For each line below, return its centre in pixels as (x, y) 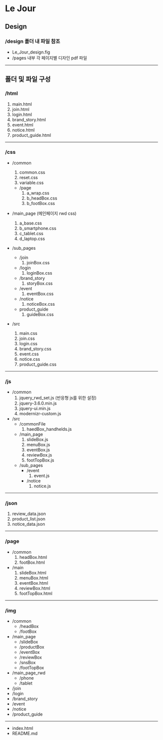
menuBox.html (34, 578)
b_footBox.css (41, 203)
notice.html (23, 130)
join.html (21, 109)
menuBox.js (38, 445)
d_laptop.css (32, 239)
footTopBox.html (36, 593)
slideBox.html (33, 573)
